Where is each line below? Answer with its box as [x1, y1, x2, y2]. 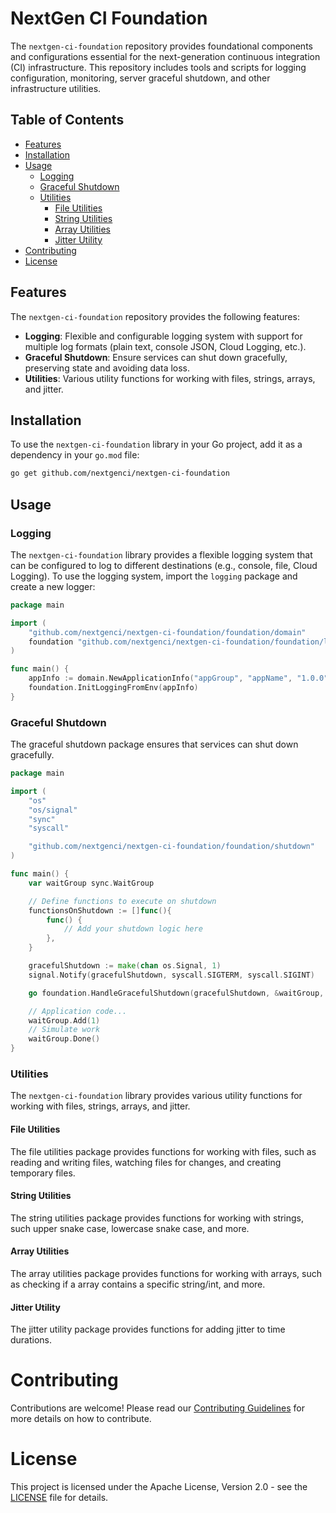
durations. [10, 1334, 53, 1346]
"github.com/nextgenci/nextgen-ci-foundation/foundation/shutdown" [28, 842, 315, 852]
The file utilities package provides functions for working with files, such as [10, 1145, 317, 1157]
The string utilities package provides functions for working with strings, [10, 1212, 305, 1224]
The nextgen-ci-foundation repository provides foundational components [10, 40, 313, 52]
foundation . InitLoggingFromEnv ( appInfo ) [28, 683, 199, 693]
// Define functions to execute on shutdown [28, 896, 217, 906]
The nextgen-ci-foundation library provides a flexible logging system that [10, 548, 313, 561]
